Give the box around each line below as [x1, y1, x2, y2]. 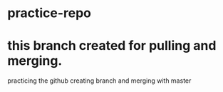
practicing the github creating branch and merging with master [7, 76, 192, 85]
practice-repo [7, 5, 91, 21]
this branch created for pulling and [7, 38, 217, 54]
